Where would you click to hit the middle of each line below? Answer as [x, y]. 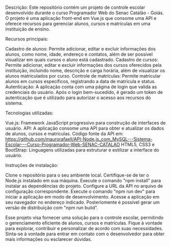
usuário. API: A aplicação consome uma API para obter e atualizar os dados [85, 128]
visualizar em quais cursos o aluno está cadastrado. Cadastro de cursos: [82, 60]
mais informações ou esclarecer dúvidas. [49, 239]
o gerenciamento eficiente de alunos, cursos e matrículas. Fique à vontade [84, 223]
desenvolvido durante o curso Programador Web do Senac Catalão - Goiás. [85, 13]
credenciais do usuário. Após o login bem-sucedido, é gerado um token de [84, 92]
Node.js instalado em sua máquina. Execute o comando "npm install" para [83, 180]
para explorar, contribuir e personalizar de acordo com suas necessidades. [84, 228]
